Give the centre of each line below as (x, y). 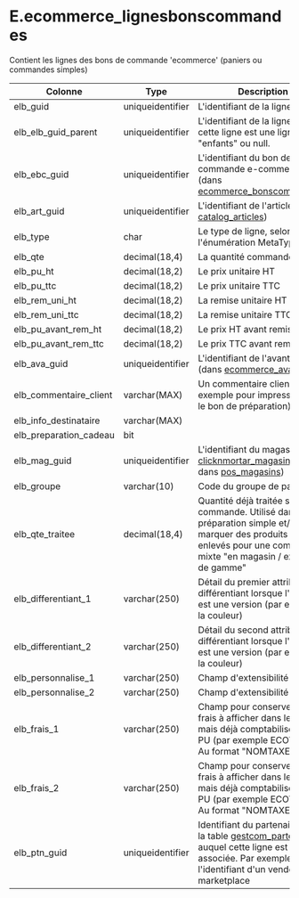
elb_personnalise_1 (54, 677)
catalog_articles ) (233, 216)
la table (213, 836)
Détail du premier (234, 582)
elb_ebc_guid (41, 174)
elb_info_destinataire (57, 420)
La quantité (221, 257)
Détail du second (233, 630)
